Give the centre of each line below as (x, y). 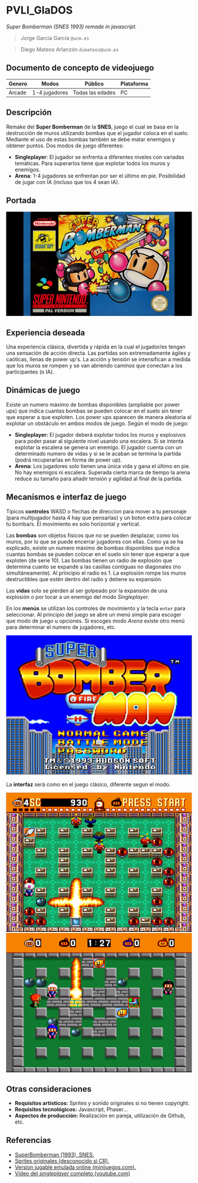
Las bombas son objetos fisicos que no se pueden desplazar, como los (93, 535)
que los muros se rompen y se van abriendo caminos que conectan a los (94, 365)
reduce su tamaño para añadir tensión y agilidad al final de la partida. (98, 479)
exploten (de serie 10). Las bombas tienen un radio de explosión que (89, 560)
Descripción (29, 113)
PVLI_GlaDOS (39, 10)
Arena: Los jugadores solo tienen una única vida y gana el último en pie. (102, 466)
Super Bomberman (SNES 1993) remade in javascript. (72, 27)
